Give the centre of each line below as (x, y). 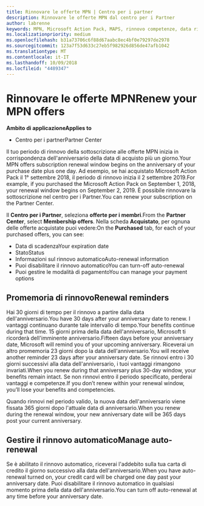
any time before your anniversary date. (55, 496)
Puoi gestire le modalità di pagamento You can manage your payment (101, 272)
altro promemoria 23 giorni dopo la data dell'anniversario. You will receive (98, 351)
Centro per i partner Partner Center (58, 140)
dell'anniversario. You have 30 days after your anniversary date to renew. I (98, 319)
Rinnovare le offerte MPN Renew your (102, 98)
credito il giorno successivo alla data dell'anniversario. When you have (93, 470)
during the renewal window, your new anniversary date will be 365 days (96, 414)
